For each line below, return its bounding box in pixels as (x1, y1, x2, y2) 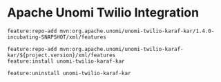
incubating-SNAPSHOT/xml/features (7, 33, 107, 41)
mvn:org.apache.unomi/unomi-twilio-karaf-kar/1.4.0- (59, 28, 215, 34)
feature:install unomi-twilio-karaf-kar (7, 57, 126, 65)
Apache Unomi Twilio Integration (7, 5, 199, 21)
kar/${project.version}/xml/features (7, 52, 116, 59)
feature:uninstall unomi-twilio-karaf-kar (7, 70, 131, 76)
